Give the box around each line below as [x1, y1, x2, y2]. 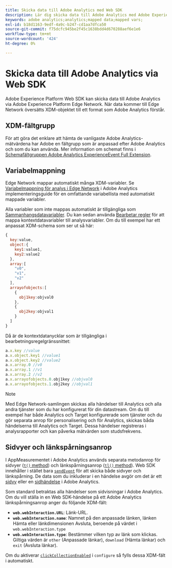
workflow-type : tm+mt [5, 31, 52, 36]
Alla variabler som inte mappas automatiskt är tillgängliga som [5, 206, 136, 212]
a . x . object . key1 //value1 [5, 353, 60, 358]
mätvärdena [5, 140, 31, 146]
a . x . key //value [5, 348, 40, 353]
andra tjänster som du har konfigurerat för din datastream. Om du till [5, 406, 149, 412]
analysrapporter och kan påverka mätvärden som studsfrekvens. [5, 428, 142, 434]
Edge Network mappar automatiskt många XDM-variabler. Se [5, 180, 135, 186]
